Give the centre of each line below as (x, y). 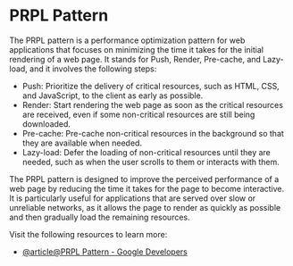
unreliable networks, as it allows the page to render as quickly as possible (145, 207)
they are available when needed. (82, 143)
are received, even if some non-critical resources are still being (138, 114)
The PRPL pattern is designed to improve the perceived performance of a (144, 179)
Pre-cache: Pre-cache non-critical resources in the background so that (153, 133)
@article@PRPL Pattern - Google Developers (105, 252)
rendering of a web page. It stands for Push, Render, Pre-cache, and (135, 59)
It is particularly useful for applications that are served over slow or (133, 198)
